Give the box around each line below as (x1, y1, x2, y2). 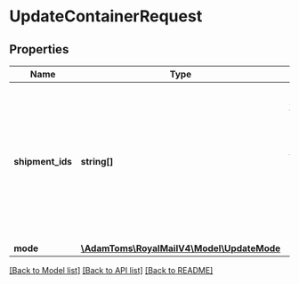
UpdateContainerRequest (9, 6, 203, 27)
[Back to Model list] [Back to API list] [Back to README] (9, 265, 214, 275)
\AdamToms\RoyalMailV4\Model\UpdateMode (80, 242, 281, 255)
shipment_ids (13, 156, 73, 167)
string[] (80, 156, 114, 167)
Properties (9, 42, 69, 57)
